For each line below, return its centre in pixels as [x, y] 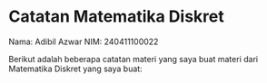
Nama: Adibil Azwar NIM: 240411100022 [84, 41]
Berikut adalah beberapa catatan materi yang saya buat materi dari [133, 59]
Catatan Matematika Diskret [116, 17]
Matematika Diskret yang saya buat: [75, 69]
